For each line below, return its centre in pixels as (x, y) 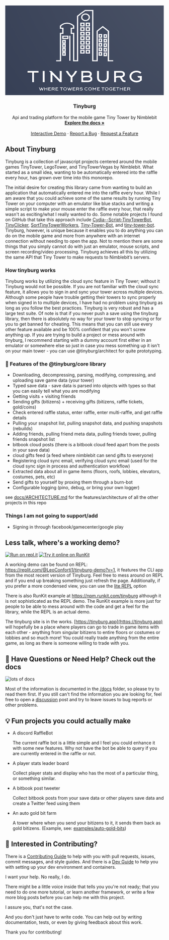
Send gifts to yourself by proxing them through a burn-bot (73, 482)
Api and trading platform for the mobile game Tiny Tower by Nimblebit (84, 117)
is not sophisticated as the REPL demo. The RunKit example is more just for (83, 601)
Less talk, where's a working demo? (63, 542)
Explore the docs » (84, 123)
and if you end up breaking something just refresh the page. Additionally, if (83, 581)
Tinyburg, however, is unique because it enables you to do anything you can (84, 230)
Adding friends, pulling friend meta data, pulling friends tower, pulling (84, 434)
